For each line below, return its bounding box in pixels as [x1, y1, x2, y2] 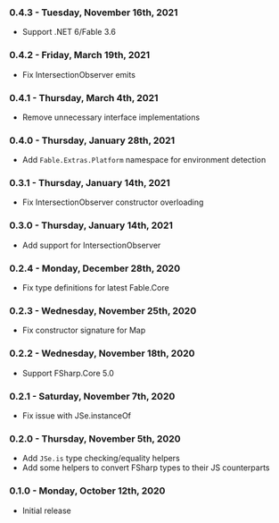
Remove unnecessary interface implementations [21, 112, 201, 122]
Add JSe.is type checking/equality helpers [21, 453, 180, 464]
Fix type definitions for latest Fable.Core [21, 283, 169, 293]
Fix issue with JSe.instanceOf [21, 409, 132, 421]
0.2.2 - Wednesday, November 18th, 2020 [9, 347, 195, 359]
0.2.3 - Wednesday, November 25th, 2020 [9, 305, 197, 316]
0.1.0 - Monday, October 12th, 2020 [9, 485, 166, 497]
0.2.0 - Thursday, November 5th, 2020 [9, 432, 181, 444]
